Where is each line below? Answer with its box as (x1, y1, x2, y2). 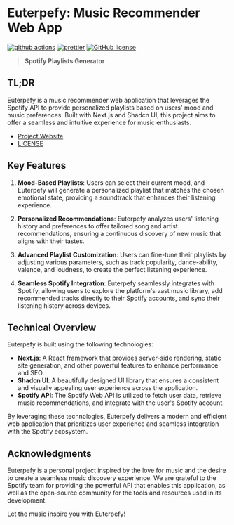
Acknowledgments (7, 448, 92, 460)
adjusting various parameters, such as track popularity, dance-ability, (17, 258, 219, 266)
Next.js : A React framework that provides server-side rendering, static (17, 354, 221, 363)
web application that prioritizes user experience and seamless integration (7, 420, 219, 428)
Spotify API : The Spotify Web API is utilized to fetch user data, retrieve (17, 391, 222, 400)
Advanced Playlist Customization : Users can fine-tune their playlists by (17, 250, 226, 259)
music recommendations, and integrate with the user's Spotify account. (17, 398, 224, 407)
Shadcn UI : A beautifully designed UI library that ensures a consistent (17, 376, 219, 384)
